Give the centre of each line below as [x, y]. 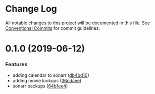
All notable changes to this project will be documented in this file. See [78, 23]
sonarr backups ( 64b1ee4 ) [40, 86]
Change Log [31, 9]
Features [16, 65]
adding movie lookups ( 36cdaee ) [47, 81]
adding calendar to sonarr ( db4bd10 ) [51, 75]
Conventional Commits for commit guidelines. [53, 28]
